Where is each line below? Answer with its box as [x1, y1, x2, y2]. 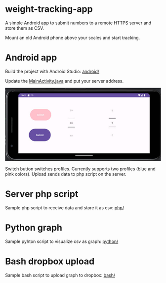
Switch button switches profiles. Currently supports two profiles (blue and [5, 166, 156, 172]
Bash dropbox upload [5, 256, 95, 267]
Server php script [5, 189, 79, 200]
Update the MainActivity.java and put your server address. [5, 78, 124, 84]
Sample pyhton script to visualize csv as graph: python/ [5, 238, 119, 244]
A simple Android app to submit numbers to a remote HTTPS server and [5, 20, 152, 26]
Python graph [5, 222, 63, 234]
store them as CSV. [5, 25, 44, 31]
